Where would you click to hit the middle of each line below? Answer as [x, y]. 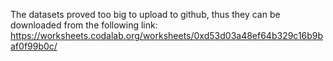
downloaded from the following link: [84, 25]
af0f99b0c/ [34, 46]
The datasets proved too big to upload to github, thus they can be [145, 14]
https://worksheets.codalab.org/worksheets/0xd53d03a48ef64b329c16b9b [167, 35]
